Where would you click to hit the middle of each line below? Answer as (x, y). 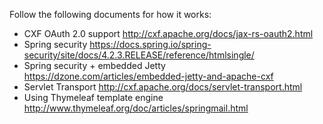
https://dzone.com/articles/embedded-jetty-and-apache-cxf (148, 76)
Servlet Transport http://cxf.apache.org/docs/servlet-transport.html (163, 87)
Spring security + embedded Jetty (94, 65)
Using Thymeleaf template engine (93, 97)
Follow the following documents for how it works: (110, 14)
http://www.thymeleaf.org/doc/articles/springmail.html (136, 108)
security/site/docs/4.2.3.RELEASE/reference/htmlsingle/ (139, 55)
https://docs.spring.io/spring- (150, 44)
